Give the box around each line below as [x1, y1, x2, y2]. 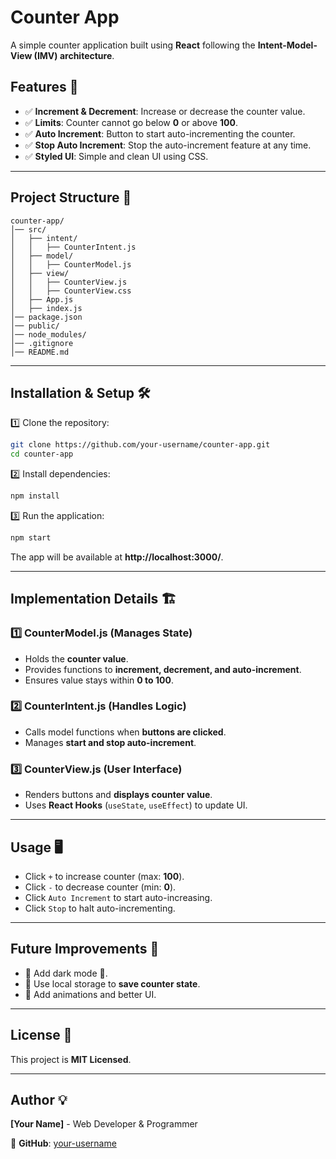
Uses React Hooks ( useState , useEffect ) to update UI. [24, 799, 248, 811]
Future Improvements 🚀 [10, 941, 160, 958]
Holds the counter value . [24, 652, 129, 665]
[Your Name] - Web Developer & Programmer [10, 1118, 198, 1130]
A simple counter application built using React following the [10, 39, 256, 51]
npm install [10, 491, 60, 501]
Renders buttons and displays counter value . [24, 789, 213, 801]
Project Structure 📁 [10, 189, 132, 206]
